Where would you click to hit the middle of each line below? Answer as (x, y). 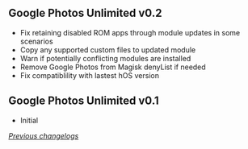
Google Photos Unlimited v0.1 (84, 101)
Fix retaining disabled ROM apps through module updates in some (130, 32)
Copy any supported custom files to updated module (108, 50)
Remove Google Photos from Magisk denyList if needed (113, 67)
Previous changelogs (44, 135)
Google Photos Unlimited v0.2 (85, 13)
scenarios (37, 41)
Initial (29, 120)
